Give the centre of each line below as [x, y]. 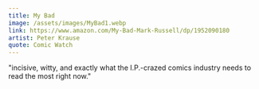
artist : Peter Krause [44, 38]
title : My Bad [32, 15]
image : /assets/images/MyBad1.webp [67, 23]
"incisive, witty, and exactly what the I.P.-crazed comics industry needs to [130, 68]
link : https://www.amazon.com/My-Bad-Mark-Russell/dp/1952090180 [119, 30]
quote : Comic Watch [41, 45]
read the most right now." [50, 76]
